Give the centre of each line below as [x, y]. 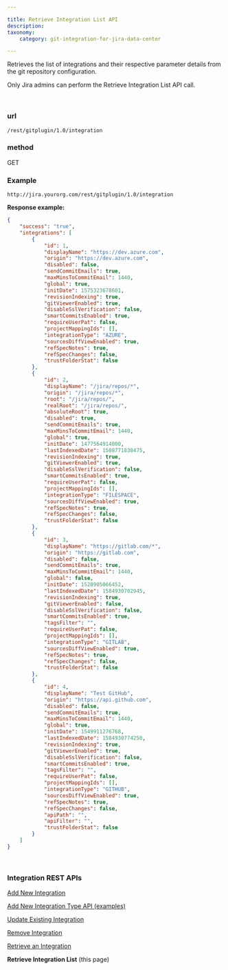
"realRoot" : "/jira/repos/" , [85, 406]
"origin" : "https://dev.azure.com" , [96, 259]
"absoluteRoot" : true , [76, 412]
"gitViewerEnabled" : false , [84, 604]
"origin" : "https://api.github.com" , [98, 700]
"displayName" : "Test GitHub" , [89, 693]
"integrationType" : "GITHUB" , [87, 789]
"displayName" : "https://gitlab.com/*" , [102, 546]
